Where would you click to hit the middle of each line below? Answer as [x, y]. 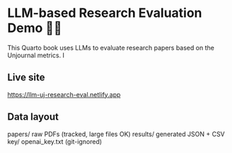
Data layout [33, 117]
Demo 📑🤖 [35, 28]
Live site [26, 78]
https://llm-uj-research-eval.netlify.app [64, 94]
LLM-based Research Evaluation [105, 13]
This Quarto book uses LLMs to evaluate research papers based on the [111, 47]
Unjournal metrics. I [36, 55]
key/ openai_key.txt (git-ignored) [55, 141]
